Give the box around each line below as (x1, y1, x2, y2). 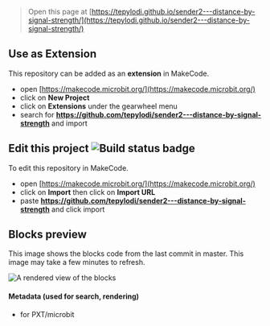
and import (51, 118, 88, 128)
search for (19, 109, 55, 119)
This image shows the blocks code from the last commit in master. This (8, 249, 244, 258)
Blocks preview (8, 228, 87, 241)
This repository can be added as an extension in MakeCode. (8, 68, 210, 78)
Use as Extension (8, 47, 97, 61)
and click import (51, 204, 105, 214)
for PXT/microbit (19, 309, 75, 319)
